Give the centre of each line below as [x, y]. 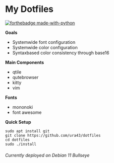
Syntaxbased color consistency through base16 [61, 53]
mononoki [23, 107]
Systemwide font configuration [44, 42]
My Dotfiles [29, 9]
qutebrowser [25, 77]
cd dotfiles [17, 140]
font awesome [27, 112]
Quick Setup [18, 122]
